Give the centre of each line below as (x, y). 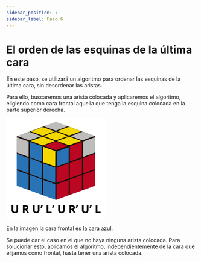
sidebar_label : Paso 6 (35, 19)
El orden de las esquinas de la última (99, 50)
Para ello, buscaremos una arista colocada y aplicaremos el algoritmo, (94, 97)
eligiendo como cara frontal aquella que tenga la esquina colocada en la (96, 104)
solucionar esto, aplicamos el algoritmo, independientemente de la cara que (101, 246)
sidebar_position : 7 (32, 13)
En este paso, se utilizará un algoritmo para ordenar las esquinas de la (94, 79)
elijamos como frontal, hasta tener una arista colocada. (75, 253)
